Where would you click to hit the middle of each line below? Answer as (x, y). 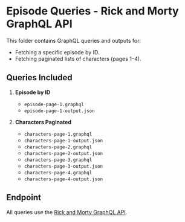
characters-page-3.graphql (58, 160)
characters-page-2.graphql (58, 147)
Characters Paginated (43, 122)
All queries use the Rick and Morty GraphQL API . (67, 212)
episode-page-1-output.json (59, 111)
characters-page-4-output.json (63, 179)
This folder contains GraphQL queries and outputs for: (73, 40)
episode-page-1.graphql (54, 104)
